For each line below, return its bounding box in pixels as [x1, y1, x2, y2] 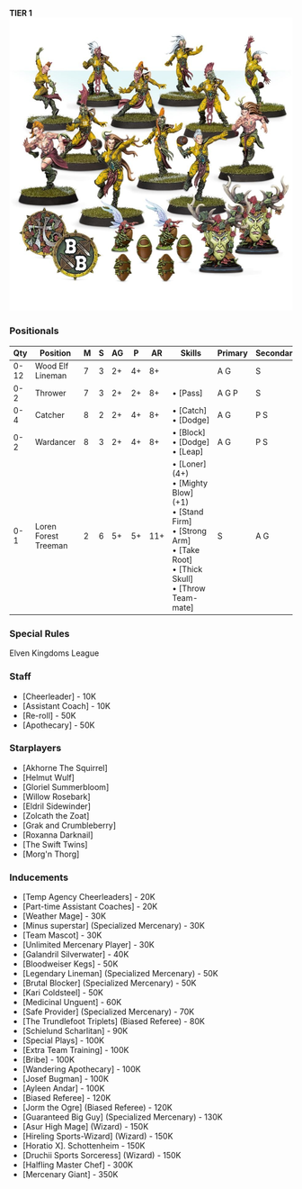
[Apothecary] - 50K [22, 720, 95, 731]
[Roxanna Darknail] [22, 829, 93, 840]
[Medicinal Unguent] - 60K [22, 997, 122, 1008]
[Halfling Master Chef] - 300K [22, 1159, 134, 1170]
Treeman [34, 540, 68, 550]
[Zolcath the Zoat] [22, 810, 90, 821]
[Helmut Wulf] [22, 772, 75, 783]
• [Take [172, 545, 200, 556]
